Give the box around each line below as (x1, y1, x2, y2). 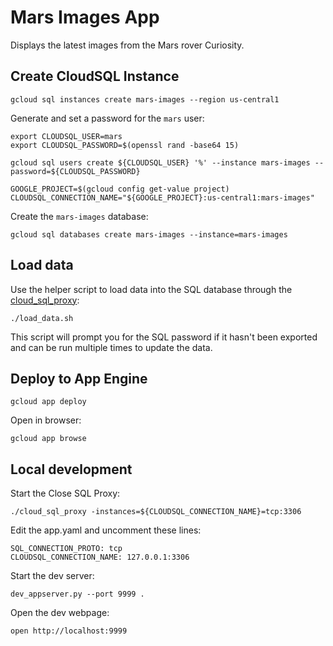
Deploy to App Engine (10, 370, 148, 387)
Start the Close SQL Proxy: (10, 487, 121, 500)
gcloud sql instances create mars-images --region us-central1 (10, 94, 280, 105)
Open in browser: (10, 414, 82, 426)
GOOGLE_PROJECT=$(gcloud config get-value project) (10, 184, 230, 194)
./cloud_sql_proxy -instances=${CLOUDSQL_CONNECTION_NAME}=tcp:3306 (10, 507, 302, 517)
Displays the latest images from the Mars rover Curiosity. (10, 39, 245, 51)
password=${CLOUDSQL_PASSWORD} (10, 166, 141, 176)
